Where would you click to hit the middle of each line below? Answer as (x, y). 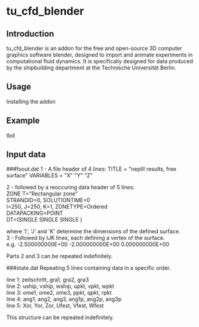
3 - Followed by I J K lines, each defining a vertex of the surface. (86, 238)
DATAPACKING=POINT (35, 213)
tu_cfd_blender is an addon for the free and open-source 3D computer (94, 48)
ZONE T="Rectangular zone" (42, 194)
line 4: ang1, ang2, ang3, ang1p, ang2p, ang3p (64, 299)
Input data (26, 154)
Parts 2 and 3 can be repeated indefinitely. (59, 256)
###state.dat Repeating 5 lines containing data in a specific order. (89, 268)
